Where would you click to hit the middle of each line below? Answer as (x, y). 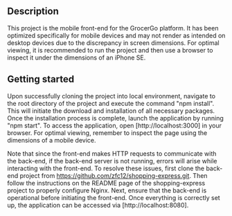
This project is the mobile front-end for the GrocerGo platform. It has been (113, 28)
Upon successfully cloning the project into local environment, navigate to (111, 96)
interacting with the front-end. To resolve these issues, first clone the (106, 168)
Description (33, 11)
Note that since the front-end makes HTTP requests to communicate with (112, 153)
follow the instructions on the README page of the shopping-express (106, 183)
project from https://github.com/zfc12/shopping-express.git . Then (114, 175)
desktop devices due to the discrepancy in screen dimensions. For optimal (113, 43)
